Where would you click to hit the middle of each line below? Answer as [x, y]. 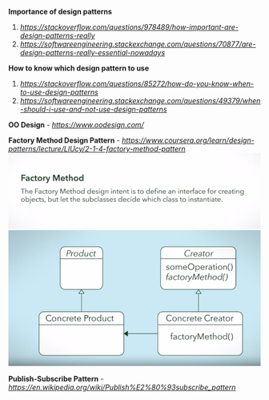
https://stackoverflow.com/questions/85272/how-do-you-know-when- [137, 84]
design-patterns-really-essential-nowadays [92, 53]
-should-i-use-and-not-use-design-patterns [93, 109]
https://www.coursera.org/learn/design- [188, 140]
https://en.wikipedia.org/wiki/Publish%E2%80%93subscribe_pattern [122, 387]
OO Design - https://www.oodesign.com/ [76, 125]
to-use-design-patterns [59, 92]
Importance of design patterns [60, 12]
